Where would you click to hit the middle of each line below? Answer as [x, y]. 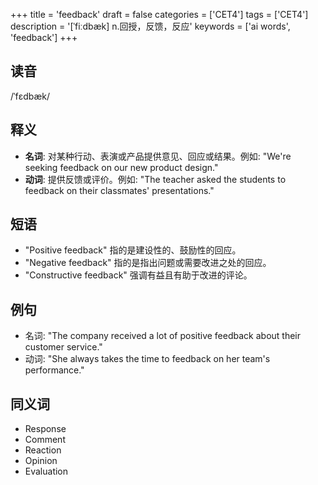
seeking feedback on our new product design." [121, 167]
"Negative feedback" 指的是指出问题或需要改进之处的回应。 [148, 263]
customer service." [63, 347]
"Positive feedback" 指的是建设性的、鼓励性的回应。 [133, 250]
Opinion [41, 461]
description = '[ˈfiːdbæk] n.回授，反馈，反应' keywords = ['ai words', [150, 26]
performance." [54, 370]
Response [45, 429]
